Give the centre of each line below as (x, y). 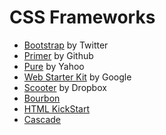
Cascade (42, 119)
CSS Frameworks (82, 17)
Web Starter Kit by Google (77, 77)
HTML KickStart (56, 108)
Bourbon (42, 98)
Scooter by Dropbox (65, 87)
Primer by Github (58, 55)
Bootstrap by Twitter (66, 45)
